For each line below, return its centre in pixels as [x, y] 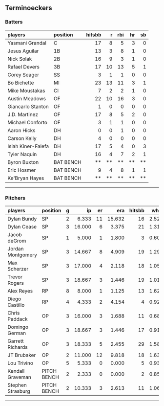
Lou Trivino [20, 363]
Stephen [17, 385]
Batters [14, 22]
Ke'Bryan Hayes [26, 178]
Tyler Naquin [22, 154]
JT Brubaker [22, 355]
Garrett [16, 341]
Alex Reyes [20, 291]
